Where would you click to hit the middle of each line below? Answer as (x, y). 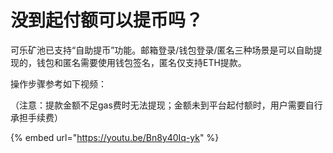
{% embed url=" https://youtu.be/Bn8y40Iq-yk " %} (115, 137)
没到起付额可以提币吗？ (107, 20)
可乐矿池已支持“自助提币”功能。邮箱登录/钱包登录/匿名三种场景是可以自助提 (166, 50)
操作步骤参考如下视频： (58, 83)
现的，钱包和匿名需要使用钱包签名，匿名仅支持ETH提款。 (128, 62)
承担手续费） (36, 117)
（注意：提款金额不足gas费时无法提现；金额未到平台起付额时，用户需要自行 (166, 105)
